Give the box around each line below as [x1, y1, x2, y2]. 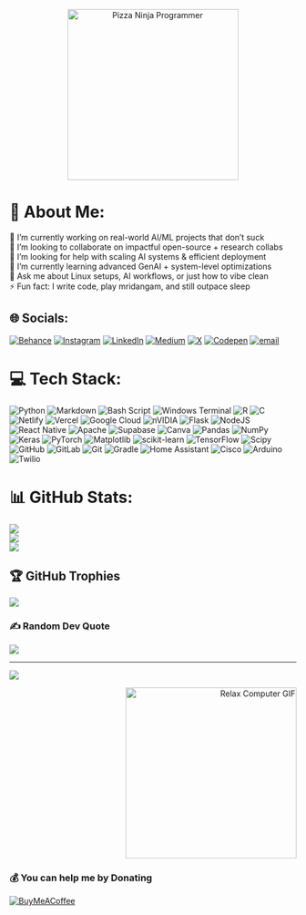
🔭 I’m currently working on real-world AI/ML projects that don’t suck [9, 231, 265, 242]
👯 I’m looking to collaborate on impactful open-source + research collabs [9, 242, 284, 252]
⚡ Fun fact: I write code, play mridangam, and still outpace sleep [9, 281, 250, 292]
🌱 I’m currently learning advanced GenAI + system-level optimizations [9, 261, 272, 272]
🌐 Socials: [9, 311, 69, 326]
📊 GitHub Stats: [9, 487, 134, 508]
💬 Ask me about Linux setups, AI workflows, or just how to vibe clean [9, 270, 269, 282]
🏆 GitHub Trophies [9, 569, 121, 584]
